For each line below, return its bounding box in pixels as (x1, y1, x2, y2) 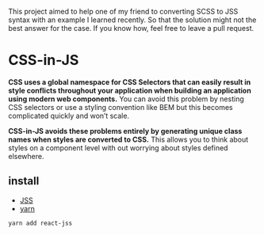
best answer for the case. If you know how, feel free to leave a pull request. (8, 24, 254, 32)
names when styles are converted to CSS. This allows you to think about (8, 135, 249, 144)
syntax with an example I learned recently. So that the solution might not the (8, 15, 257, 25)
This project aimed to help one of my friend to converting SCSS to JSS (8, 7, 239, 16)
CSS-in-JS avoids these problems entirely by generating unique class (8, 126, 243, 135)
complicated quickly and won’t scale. (8, 111, 129, 120)
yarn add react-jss (8, 219, 73, 227)
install (8, 174, 40, 188)
